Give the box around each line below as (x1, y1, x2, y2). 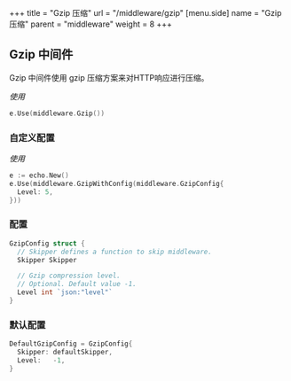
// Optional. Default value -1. (17, 280, 138, 289)
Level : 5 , (17, 187, 53, 197)
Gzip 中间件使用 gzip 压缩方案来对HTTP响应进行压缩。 (9, 72, 209, 82)
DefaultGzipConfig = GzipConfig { (9, 339, 133, 348)
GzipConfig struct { (9, 238, 86, 248)
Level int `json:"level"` (17, 288, 114, 297)
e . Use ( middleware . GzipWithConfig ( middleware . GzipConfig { (9, 179, 224, 188)
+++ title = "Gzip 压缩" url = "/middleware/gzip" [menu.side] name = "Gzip (9, 8, 282, 18)
